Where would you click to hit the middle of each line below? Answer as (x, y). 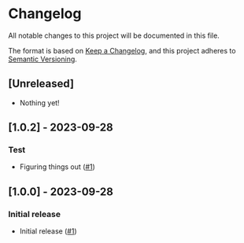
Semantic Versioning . (43, 59)
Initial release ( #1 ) (48, 231)
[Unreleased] (41, 84)
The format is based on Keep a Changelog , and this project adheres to (122, 50)
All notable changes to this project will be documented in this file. (114, 35)
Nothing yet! (40, 102)
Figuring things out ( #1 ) (57, 167)
